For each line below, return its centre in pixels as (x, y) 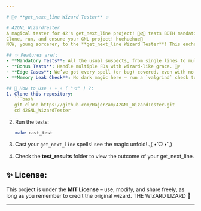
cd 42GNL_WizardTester (42, 111)
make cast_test (34, 133)
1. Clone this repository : (40, 94)
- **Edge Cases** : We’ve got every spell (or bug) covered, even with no (100, 72)
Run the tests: (32, 122)
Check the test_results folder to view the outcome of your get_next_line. (104, 156)
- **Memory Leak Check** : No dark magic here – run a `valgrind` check (97, 77)
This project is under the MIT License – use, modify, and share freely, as (95, 189)
